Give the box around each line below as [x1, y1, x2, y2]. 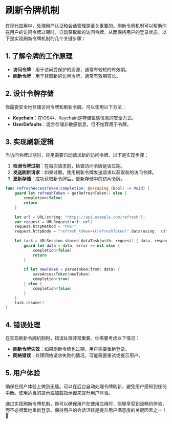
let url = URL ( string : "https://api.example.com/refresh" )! [14, 215, 145, 220]
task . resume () [14, 300, 45, 305]
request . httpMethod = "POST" [14, 224, 77, 229]
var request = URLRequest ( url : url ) [14, 219, 93, 224]
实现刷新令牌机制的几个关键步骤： [14, 35, 86, 41]
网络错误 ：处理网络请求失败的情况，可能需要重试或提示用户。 [12, 352, 143, 358]
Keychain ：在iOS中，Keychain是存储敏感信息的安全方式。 [12, 115, 137, 121]
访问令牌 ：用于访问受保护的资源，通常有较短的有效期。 [12, 66, 130, 72]
